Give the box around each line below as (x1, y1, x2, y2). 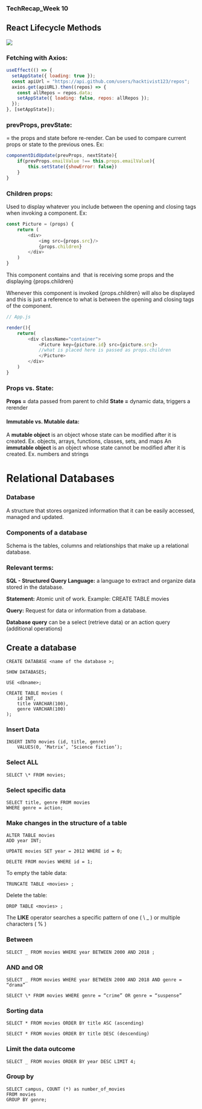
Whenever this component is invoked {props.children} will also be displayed (6, 290, 195, 296)
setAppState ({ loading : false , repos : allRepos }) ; (17, 95, 150, 101)
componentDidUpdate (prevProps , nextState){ (6, 153, 118, 159)
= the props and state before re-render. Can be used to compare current (6, 135, 186, 142)
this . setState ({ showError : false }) (28, 164, 118, 170)
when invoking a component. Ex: (6, 209, 87, 217)
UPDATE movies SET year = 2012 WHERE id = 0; (6, 848, 122, 854)
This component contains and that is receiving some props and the (6, 272, 174, 278)
